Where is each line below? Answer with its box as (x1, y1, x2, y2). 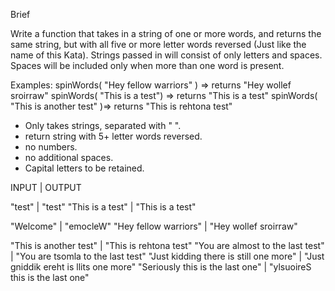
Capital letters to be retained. (24, 162, 145, 174)
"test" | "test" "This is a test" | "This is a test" (10, 201, 197, 213)
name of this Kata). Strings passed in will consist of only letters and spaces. (10, 49, 323, 61)
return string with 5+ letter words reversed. (24, 130, 203, 142)
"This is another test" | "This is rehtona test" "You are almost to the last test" (10, 240, 325, 251)
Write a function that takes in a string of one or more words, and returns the (10, 28, 322, 39)
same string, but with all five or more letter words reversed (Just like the (10, 39, 307, 50)
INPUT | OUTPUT (10, 182, 82, 193)
